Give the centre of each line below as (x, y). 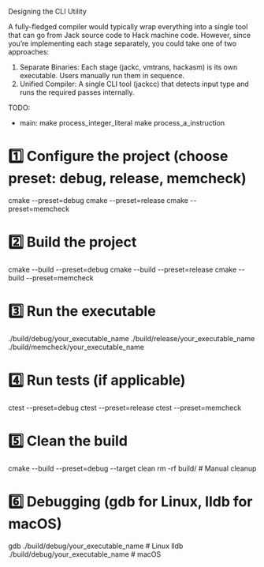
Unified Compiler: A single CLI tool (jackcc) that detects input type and (134, 84)
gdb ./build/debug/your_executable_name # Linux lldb (96, 546)
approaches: (29, 52)
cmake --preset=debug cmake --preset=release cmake (99, 200)
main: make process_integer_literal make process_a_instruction (122, 123)
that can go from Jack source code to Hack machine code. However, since (129, 35)
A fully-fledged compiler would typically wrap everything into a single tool (128, 26)
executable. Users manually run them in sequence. (102, 75)
